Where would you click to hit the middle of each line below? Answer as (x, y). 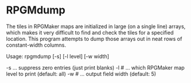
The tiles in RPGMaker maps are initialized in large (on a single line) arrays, (96, 26)
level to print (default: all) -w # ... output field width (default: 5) (81, 74)
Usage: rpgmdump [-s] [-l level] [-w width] (58, 56)
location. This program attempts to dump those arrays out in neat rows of (94, 39)
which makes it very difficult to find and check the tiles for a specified (90, 32)
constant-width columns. (36, 45)
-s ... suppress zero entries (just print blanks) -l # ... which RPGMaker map (95, 67)
